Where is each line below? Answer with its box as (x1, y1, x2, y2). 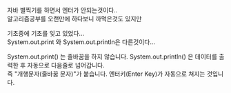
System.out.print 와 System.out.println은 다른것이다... (7, 38, 156, 46)
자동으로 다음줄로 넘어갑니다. (27, 61, 105, 69)
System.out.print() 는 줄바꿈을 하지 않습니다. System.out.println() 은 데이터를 (7, 52, 218, 61)
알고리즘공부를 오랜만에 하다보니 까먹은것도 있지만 (7, 14, 142, 23)
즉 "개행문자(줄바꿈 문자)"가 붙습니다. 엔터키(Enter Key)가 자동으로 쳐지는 (7, 70, 205, 78)
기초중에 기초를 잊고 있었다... (7, 30, 85, 37)
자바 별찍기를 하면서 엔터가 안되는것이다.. (7, 6, 118, 14)
